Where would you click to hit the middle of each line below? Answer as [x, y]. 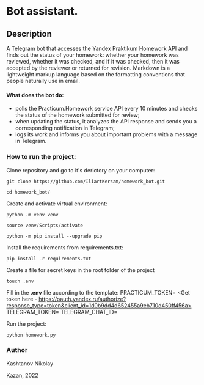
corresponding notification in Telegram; [65, 128]
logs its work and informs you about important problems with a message [106, 134]
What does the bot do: [35, 95]
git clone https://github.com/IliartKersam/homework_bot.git [86, 182]
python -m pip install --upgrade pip [54, 236]
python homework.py [31, 335]
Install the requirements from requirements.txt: [65, 247]
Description [29, 34]
